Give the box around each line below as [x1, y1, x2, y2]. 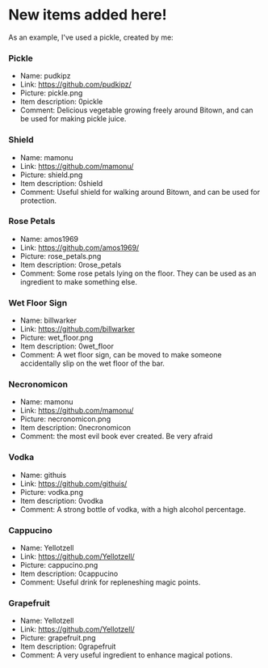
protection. [19, 196, 57, 205]
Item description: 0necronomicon [19, 423, 132, 433]
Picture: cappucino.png [19, 560, 98, 570]
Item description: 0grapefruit [19, 641, 116, 652]
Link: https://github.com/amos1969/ [19, 243, 140, 252]
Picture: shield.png [19, 170, 83, 180]
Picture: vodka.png [19, 487, 83, 497]
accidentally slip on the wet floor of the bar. [19, 358, 165, 369]
